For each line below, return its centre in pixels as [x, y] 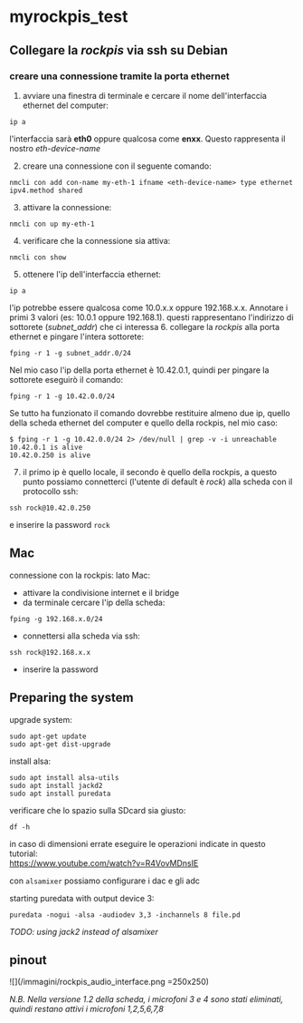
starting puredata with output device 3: [82, 898]
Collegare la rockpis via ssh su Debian [118, 50]
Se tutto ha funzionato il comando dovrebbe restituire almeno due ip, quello [150, 413]
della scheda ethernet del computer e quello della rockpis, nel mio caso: [144, 423]
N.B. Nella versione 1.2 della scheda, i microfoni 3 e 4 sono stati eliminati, [147, 999]
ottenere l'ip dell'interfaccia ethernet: [91, 274]
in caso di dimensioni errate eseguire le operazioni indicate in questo [137, 843]
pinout [28, 960]
